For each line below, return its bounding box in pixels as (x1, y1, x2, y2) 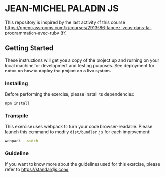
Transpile (5, 112, 29, 119)
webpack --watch (5, 139, 38, 143)
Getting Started (5, 44, 54, 52)
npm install (5, 101, 30, 106)
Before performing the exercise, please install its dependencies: (5, 91, 134, 97)
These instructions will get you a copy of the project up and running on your (5, 57, 159, 63)
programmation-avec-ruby (5, 30, 59, 35)
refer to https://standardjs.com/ (5, 166, 69, 173)
